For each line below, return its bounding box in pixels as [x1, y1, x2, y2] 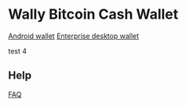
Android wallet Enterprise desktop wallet [8, 31, 140, 41]
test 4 [8, 46, 27, 55]
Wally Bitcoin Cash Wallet [8, 5, 179, 23]
